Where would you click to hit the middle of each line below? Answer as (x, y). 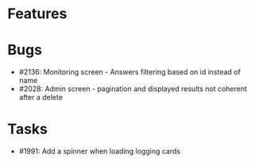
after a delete (41, 97)
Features (37, 14)
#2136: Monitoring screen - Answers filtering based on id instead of (130, 72)
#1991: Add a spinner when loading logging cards (99, 151)
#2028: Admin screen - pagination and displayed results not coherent (133, 89)
